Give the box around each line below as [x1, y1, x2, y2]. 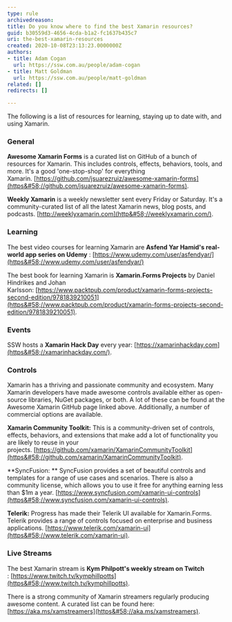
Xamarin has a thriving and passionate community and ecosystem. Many [7, 381, 214, 389]
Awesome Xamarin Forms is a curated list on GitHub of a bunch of [7, 153, 197, 161]
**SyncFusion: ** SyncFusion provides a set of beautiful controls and [7, 466, 206, 475]
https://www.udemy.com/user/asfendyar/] [94, 250, 214, 258]
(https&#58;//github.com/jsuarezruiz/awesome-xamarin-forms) [7, 182, 188, 190]
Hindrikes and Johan [7, 278, 66, 287]
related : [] [7, 81, 41, 88]
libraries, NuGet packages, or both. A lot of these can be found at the [28, 395, 225, 404]
